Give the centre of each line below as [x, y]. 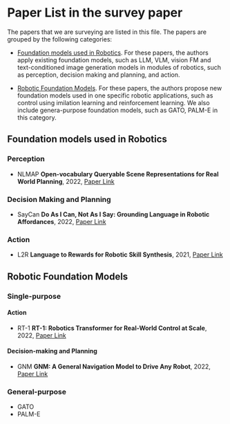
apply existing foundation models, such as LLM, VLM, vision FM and [114, 59]
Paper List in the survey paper [95, 13]
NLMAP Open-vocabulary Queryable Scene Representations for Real [118, 174]
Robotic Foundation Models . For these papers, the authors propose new [119, 88]
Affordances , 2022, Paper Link [61, 221]
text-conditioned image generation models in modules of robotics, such [119, 67]
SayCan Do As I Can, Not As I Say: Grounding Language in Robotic [113, 214]
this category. [37, 117]
